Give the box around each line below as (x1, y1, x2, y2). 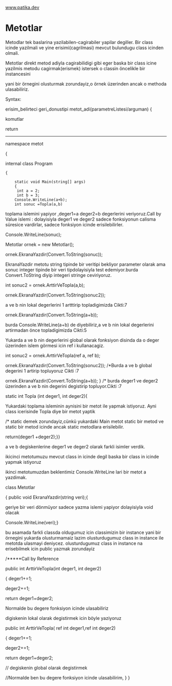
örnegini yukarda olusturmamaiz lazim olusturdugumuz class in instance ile (5, 534, 164, 541)
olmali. (5, 50, 19, 56)
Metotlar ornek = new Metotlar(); (5, 241, 74, 247)
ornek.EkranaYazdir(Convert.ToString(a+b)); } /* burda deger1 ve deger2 (5, 377, 158, 383)
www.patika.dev (5, 5, 39, 10)
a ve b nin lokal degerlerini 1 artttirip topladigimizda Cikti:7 (5, 302, 127, 308)
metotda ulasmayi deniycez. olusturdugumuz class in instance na (5, 540, 143, 546)
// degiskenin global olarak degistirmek (5, 664, 88, 671)
